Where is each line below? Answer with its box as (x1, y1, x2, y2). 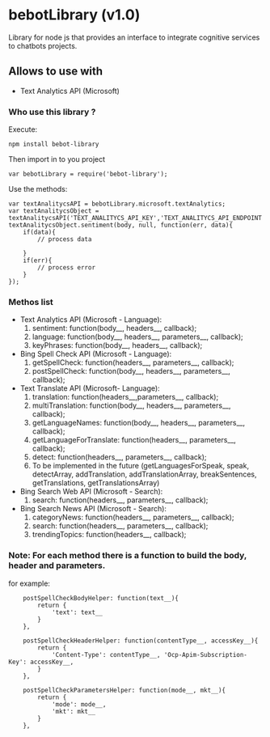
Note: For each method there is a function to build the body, (8, 550, 247, 561)
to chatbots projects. (8, 40, 78, 50)
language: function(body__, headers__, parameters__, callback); (32, 332, 244, 341)
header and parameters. (8, 560, 106, 571)
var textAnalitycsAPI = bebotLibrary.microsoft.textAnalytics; (8, 200, 226, 208)
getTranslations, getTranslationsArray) (32, 478, 160, 488)
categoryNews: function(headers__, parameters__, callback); (32, 512, 234, 523)
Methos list (8, 296, 54, 307)
